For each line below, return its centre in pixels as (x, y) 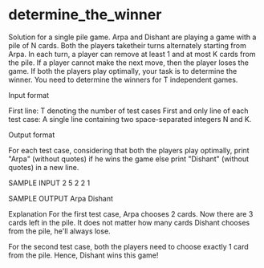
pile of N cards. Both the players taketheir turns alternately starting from (127, 45)
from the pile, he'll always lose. (59, 231)
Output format (32, 135)
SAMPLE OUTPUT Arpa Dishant (61, 198)
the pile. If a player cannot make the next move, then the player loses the (128, 63)
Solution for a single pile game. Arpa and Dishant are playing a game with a (132, 37)
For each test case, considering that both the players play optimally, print (129, 150)
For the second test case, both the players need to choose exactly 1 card (128, 246)
